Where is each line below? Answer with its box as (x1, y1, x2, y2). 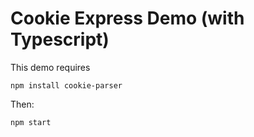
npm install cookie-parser (10, 80, 123, 91)
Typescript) (10, 28, 110, 51)
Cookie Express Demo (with (10, 7, 245, 30)
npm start (10, 117, 52, 127)
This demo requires (10, 61, 91, 73)
